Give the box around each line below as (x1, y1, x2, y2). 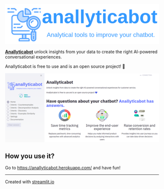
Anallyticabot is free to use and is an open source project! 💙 (5, 63, 125, 69)
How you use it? (5, 152, 55, 160)
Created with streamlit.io (5, 179, 55, 185)
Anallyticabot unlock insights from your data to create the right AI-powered (5, 48, 158, 55)
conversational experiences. (5, 54, 62, 60)
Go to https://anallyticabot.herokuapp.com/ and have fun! (5, 165, 121, 171)
